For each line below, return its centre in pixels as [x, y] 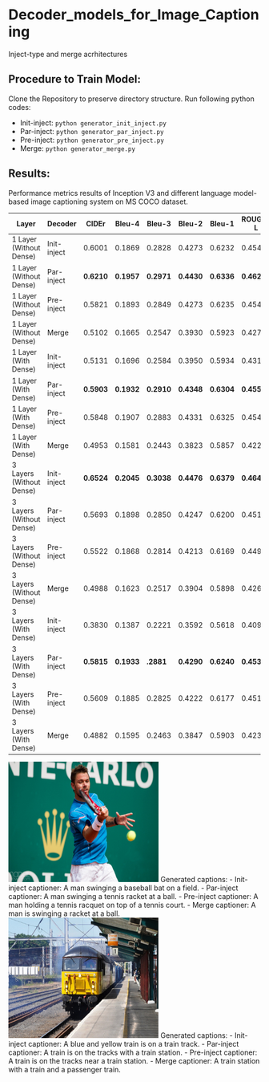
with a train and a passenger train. [65, 1069]
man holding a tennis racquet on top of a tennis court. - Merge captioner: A [132, 905]
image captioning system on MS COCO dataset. [109, 201]
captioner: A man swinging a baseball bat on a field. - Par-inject [133, 888]
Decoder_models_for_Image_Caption [134, 15]
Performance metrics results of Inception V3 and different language [120, 193]
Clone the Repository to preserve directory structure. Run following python [131, 99]
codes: [20, 107]
